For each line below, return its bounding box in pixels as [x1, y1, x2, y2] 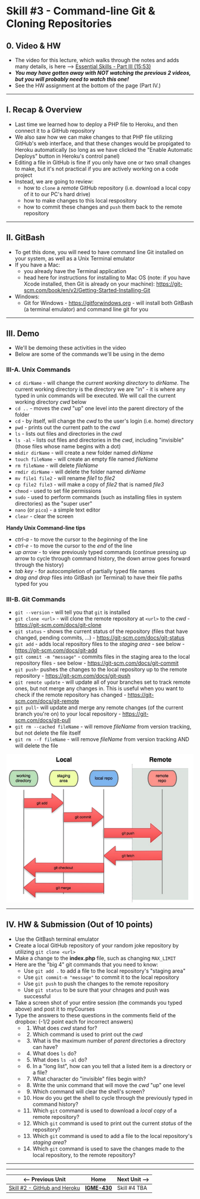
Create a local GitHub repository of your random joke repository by [14, 941, 179, 949]
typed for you [14, 580, 49, 587]
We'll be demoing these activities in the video [14, 344, 127, 351]
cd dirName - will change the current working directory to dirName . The [14, 379, 190, 386]
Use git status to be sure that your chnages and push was [23, 986, 170, 993]
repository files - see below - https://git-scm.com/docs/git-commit [14, 659, 179, 667]
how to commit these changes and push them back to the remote [23, 203, 183, 210]
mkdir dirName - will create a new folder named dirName [14, 449, 154, 456]
